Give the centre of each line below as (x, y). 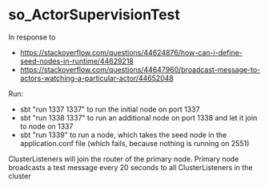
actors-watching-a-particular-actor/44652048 (97, 78)
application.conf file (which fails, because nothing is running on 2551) (134, 143)
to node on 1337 (46, 126)
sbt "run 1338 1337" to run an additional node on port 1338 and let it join (139, 117)
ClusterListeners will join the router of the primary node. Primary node (124, 159)
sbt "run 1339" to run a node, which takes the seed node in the (123, 135)
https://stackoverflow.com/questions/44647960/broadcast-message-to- (140, 69)
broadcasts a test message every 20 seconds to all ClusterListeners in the (130, 167)
